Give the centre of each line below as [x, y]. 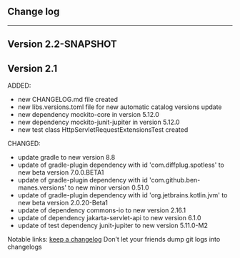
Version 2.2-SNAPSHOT [62, 45]
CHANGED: [24, 144]
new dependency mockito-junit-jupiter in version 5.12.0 [99, 122]
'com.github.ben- [175, 180]
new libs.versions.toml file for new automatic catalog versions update [120, 107]
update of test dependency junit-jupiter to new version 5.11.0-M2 [113, 226]
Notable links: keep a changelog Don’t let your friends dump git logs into [114, 239]
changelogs [25, 247]
